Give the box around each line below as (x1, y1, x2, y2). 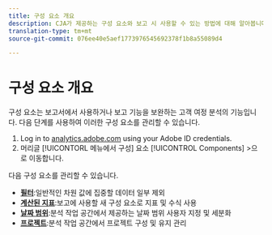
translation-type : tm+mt (8, 27, 92, 35)
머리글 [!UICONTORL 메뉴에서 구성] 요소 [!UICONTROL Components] (19, 143, 245, 153)
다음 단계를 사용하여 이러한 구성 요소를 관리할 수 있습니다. (19, 117, 201, 127)
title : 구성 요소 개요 (8, 11, 75, 20)
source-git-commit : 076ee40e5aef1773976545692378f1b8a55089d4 (8, 34, 223, 43)
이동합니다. (28, 153, 65, 163)
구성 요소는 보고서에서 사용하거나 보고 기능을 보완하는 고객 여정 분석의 (8, 107, 229, 117)
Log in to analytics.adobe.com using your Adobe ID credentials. (19, 134, 232, 143)
